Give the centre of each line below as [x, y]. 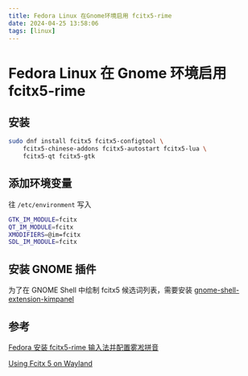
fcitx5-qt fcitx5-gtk [59, 157]
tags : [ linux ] [32, 31]
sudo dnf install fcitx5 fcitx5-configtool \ [86, 142]
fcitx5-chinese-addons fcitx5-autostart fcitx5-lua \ [115, 149]
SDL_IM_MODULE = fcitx [43, 242]
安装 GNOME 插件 [52, 269]
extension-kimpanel [41, 300]
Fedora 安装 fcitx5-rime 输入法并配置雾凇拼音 [84, 347]
